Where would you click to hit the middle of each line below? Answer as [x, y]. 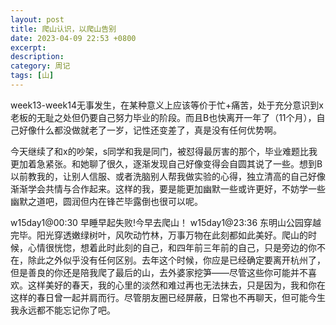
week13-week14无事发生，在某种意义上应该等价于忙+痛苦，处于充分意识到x [167, 105]
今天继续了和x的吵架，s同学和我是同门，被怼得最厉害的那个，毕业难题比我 [164, 151]
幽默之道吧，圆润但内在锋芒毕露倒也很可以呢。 [106, 201]
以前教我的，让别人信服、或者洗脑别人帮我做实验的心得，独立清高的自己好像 [168, 176]
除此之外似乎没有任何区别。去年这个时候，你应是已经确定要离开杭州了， [176, 260]
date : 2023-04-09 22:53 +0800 [73, 38]
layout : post [37, 19]
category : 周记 [40, 66]
